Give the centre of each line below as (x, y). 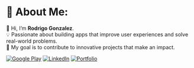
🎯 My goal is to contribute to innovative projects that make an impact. (91, 47)
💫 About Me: (37, 12)
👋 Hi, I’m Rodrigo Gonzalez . (40, 28)
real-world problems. (32, 41)
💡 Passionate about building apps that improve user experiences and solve (97, 34)
